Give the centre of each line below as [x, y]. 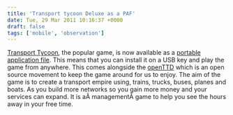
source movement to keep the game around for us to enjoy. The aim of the [114, 75]
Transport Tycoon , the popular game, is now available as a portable [104, 53]
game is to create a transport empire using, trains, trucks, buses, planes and [117, 82]
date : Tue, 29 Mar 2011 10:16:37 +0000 [65, 20]
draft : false [26, 26]
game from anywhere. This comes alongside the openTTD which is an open [116, 67]
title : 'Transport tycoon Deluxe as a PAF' [72, 14]
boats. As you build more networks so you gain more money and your [107, 89]
